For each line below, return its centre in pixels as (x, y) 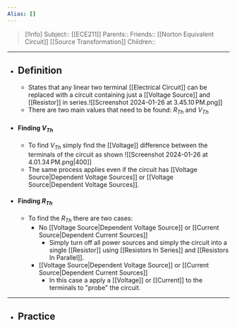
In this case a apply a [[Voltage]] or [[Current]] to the (126, 280)
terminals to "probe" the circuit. (95, 287)
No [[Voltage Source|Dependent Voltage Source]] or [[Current (129, 227)
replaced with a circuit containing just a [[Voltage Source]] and (119, 95)
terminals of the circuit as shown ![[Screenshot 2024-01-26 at (118, 155)
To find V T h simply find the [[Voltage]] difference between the (118, 146)
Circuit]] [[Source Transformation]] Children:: (90, 41)
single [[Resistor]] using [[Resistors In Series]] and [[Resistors (139, 250)
